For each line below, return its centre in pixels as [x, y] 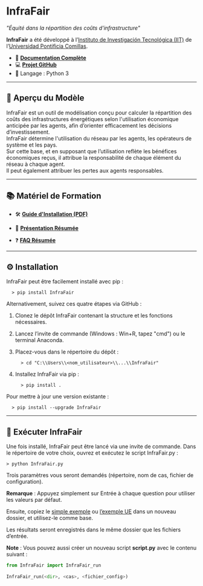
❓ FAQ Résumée [35, 240]
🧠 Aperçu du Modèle [45, 98]
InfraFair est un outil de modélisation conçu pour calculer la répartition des [99, 113]
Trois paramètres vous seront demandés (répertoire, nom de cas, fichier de [100, 475]
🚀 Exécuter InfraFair [44, 432]
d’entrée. [17, 536]
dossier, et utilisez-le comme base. [50, 518]
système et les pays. [32, 145]
